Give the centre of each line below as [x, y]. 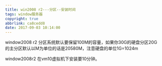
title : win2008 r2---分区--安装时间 [40, 10]
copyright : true [22, 19]
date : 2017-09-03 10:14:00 [33, 28]
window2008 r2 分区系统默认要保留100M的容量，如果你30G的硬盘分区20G [81, 43]
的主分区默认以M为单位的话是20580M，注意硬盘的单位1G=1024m [72, 48]
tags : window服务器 [24, 14]
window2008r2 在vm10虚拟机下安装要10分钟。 [52, 59]
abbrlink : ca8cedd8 [25, 23]
